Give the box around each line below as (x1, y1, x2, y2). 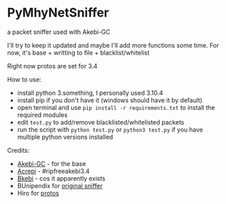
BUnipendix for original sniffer (17, 181, 103, 189)
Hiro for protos (17, 189, 59, 197)
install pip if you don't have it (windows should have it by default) (17, 95, 203, 104)
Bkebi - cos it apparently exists (17, 174, 106, 183)
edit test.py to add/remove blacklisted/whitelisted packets (17, 118, 185, 126)
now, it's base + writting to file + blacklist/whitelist (7, 48, 150, 57)
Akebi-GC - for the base (17, 159, 86, 167)
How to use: (7, 75, 41, 84)
